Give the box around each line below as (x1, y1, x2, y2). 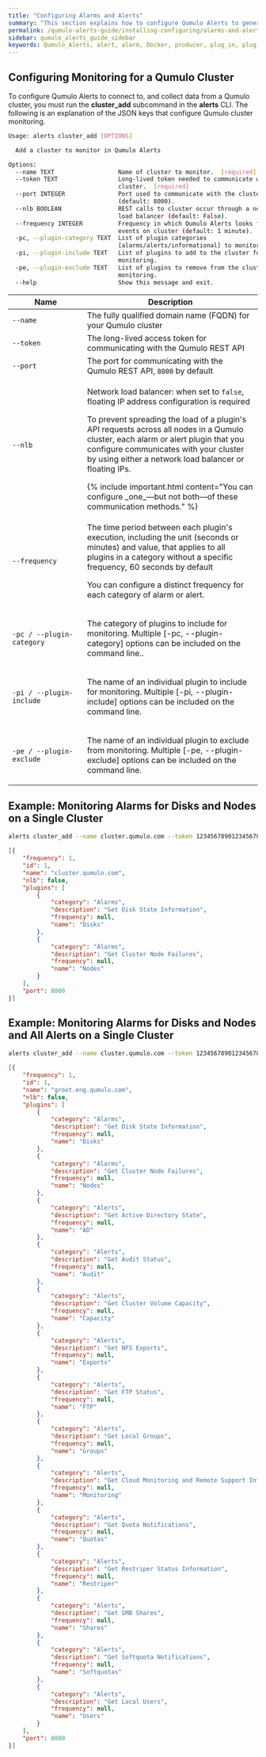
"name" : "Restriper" (50, 1579, 119, 1587)
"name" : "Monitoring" (50, 1492, 123, 1499)
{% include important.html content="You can (86, 481, 253, 492)
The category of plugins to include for (86, 617, 228, 628)
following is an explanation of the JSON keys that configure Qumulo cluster (8, 108, 253, 117)
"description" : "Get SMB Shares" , (50, 1610, 165, 1618)
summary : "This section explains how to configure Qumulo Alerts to (8, 19, 239, 27)
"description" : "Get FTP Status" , (50, 1388, 165, 1396)
